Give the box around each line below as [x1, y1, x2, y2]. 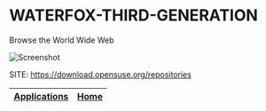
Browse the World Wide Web [9, 35, 114, 45]
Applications [13, 90, 69, 102]
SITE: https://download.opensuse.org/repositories [9, 68, 192, 80]
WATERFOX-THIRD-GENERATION [9, 5, 259, 26]
